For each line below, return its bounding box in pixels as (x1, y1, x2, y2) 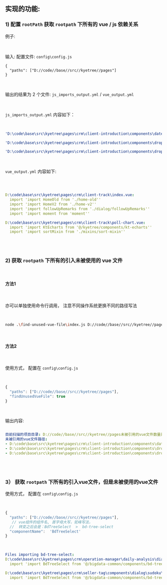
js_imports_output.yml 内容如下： (5, 111, 76, 117)
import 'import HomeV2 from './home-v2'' (9, 202, 97, 207)
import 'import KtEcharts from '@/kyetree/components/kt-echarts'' (9, 225, 153, 230)
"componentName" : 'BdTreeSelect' (9, 529, 81, 534)
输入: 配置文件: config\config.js (5, 53, 72, 59)
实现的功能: (5, 4, 41, 13)
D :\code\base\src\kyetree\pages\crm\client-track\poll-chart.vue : (5, 220, 146, 225)
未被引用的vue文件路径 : (5, 437, 48, 442)
